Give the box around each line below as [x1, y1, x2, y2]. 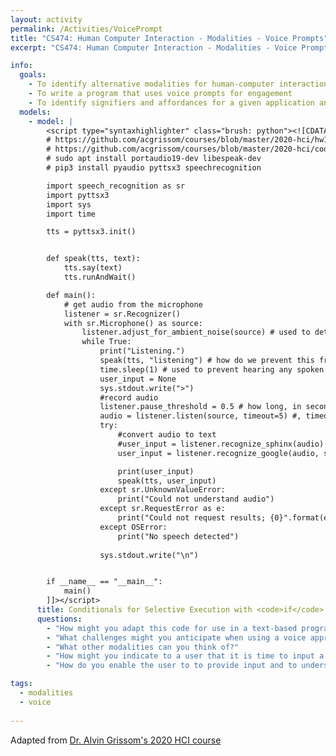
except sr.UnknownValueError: [99, 485, 226, 495]
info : [10, 61, 33, 71]
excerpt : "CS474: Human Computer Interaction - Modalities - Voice [10, 42, 298, 53]
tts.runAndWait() [63, 272, 137, 282]
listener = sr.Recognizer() [63, 309, 182, 319]
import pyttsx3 [46, 190, 110, 200]
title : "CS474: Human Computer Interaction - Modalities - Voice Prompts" [10, 33, 329, 43]
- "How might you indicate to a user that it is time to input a [46, 651, 325, 661]
